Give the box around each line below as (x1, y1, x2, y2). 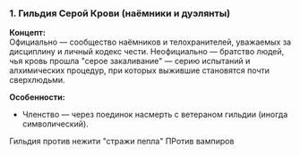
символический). (21, 118, 90, 129)
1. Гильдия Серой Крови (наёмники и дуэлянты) (9, 7, 231, 20)
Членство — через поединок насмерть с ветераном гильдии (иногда (21, 110, 288, 120)
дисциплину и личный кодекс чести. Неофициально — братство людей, (9, 46, 285, 57)
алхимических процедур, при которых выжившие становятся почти (9, 65, 270, 76)
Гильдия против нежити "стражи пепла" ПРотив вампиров (9, 136, 235, 147)
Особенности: (9, 92, 65, 102)
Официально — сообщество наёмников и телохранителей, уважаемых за (9, 37, 292, 47)
